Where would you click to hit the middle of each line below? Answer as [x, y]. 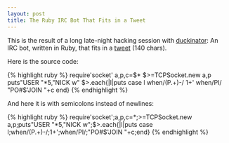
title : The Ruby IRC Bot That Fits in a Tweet [77, 20]
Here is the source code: [43, 61]
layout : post [26, 14]
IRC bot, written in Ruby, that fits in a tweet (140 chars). [87, 48]
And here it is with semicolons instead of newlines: [81, 103]
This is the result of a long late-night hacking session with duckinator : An [113, 40]
